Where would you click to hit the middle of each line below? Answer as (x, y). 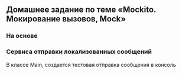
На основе (22, 36)
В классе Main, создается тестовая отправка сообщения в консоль (91, 65)
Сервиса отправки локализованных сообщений (79, 52)
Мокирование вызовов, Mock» (66, 19)
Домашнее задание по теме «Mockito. (81, 10)
